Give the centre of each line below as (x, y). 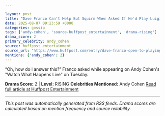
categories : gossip (25, 28)
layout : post (18, 14)
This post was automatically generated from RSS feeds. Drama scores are (81, 103)
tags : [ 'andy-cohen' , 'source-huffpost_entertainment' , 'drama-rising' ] (81, 32)
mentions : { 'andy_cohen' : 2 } (35, 55)
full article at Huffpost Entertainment (42, 89)
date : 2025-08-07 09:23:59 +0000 (39, 23)
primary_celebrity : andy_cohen (37, 42)
